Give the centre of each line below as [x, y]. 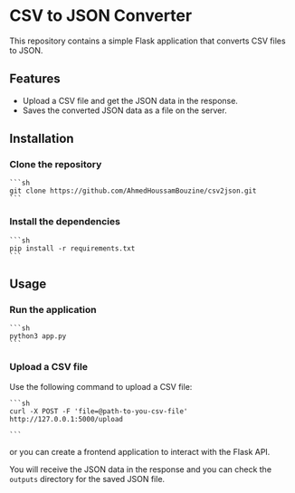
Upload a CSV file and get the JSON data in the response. [130, 100]
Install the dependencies [65, 222]
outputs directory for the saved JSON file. [87, 479]
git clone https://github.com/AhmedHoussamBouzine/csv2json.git [133, 191]
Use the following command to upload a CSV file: [101, 386]
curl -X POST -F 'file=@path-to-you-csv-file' [99, 411]
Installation [42, 139]
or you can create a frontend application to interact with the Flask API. [140, 451]
